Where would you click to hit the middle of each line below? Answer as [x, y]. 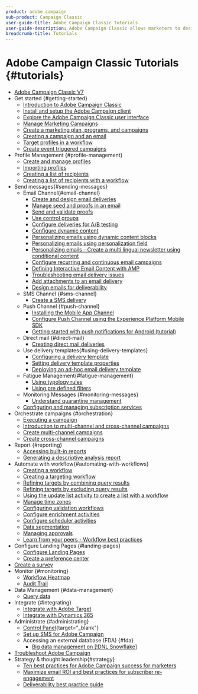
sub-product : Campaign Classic [44, 17]
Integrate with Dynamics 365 [58, 615]
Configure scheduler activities [60, 521]
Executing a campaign [50, 420]
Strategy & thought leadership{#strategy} [64, 660]
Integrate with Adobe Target [57, 609]
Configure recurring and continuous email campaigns [97, 262]
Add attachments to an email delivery [77, 281]
